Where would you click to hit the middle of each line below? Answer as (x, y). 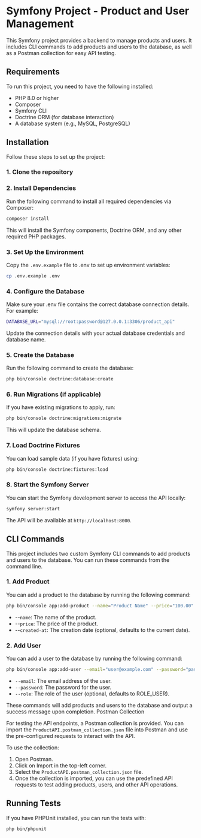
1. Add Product (28, 582)
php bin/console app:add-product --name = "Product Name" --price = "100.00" (100, 606)
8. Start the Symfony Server (48, 485)
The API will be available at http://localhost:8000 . (69, 520)
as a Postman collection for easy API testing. (61, 53)
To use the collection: (33, 748)
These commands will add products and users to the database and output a (99, 705)
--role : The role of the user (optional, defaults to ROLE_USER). (92, 694)
